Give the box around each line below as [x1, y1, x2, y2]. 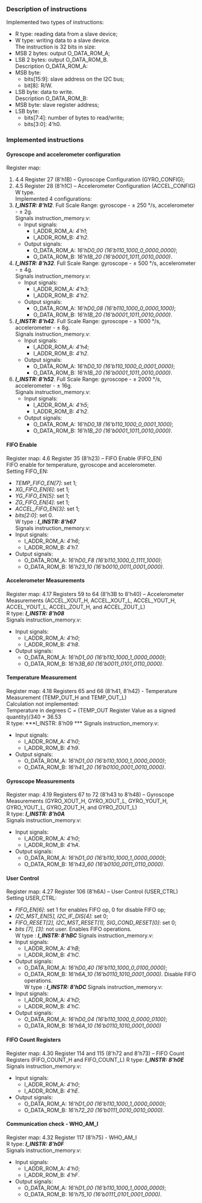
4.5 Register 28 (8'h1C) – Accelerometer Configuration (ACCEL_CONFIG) [15, 183, 196, 190]
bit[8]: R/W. [24, 82, 53, 89]
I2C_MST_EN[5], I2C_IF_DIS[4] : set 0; [15, 913, 109, 920]
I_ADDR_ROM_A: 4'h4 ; [33, 343, 90, 350]
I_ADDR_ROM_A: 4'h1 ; [33, 227, 88, 235]
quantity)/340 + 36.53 [6, 713, 62, 720]
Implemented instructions [6, 136, 84, 144]
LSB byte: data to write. [15, 89, 74, 96]
